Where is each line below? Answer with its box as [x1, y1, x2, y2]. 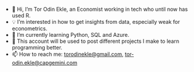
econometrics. [11, 25, 48, 32]
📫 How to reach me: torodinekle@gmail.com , [11, 51, 124, 58]
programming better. [11, 44, 62, 51]
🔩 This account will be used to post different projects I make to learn [11, 37, 180, 45]
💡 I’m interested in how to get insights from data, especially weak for [11, 18, 180, 25]
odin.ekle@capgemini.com [11, 60, 77, 66]
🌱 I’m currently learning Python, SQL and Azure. [11, 32, 130, 38]
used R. [11, 12, 31, 19]
